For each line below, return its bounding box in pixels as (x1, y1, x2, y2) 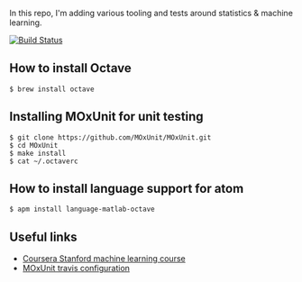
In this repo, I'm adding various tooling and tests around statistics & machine (9, 8, 293, 18)
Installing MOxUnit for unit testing (9, 109, 205, 124)
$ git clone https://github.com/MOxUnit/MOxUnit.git (9, 132, 212, 142)
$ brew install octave (9, 85, 95, 94)
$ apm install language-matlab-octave (9, 205, 155, 214)
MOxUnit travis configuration (22, 263, 131, 274)
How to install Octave (9, 60, 133, 76)
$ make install (9, 149, 67, 158)
